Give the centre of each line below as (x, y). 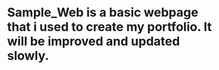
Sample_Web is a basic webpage (103, 13)
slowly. (28, 56)
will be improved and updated (94, 41)
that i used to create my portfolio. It (109, 27)
